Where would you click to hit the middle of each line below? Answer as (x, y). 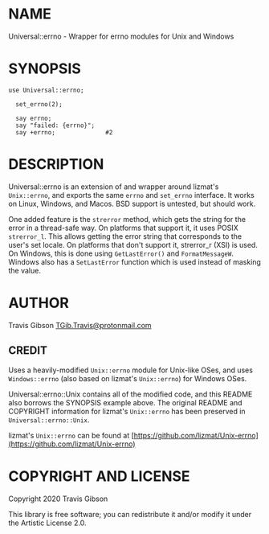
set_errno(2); (39, 104)
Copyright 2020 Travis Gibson (58, 499)
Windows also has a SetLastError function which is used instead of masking (134, 261)
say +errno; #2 (64, 132)
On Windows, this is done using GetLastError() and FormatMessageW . (121, 253)
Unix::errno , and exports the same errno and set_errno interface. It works (131, 195)
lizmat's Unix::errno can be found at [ (71, 435)
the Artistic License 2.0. (47, 523)
